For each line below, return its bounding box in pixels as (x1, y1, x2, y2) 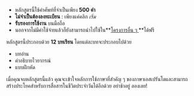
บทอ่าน (14, 50, 29, 57)
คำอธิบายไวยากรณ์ (14, 57, 51, 64)
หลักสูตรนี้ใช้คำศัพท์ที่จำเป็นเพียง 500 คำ (14, 7, 96, 13)
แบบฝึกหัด (14, 64, 36, 70)
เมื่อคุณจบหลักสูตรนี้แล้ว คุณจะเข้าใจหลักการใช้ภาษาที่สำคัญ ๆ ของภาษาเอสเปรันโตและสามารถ (6, 76, 188, 82)
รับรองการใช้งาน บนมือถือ (14, 20, 66, 27)
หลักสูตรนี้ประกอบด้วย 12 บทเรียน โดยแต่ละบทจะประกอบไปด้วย (6, 38, 132, 45)
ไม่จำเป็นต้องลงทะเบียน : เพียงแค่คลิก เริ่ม (14, 13, 96, 20)
